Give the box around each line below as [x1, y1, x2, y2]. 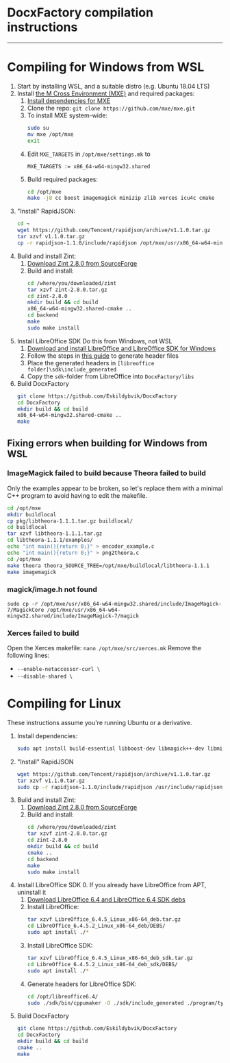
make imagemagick [7, 569, 57, 575]
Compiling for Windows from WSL [7, 60, 205, 75]
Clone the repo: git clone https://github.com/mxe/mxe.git [27, 104, 196, 112]
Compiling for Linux [7, 696, 121, 711]
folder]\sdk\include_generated [27, 366, 117, 373]
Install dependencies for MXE [27, 96, 111, 104]
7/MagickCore [7, 606, 44, 613]
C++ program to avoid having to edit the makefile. [7, 491, 148, 499]
